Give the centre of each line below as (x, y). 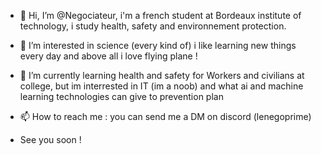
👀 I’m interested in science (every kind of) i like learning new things (158, 45)
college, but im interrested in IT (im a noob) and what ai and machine (161, 86)
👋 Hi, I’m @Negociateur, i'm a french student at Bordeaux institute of (160, 15)
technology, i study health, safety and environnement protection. (153, 26)
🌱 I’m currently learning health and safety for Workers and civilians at (162, 75)
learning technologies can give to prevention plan (121, 96)
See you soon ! (50, 139)
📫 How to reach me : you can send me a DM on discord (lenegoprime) (165, 116)
